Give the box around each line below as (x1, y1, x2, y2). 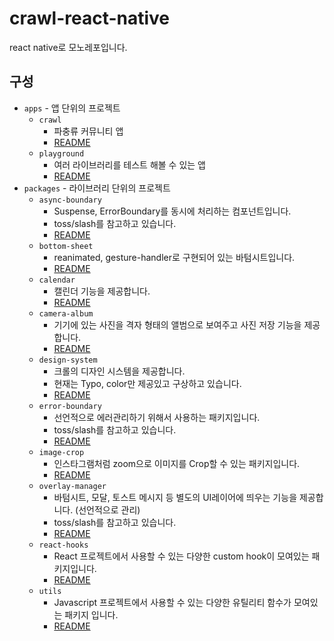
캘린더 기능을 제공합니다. (53, 285, 151, 297)
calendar (38, 275, 76, 285)
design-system (38, 355, 98, 365)
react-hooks (38, 540, 89, 550)
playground (38, 148, 85, 159)
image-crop (38, 447, 85, 457)
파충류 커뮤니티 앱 (53, 125, 124, 137)
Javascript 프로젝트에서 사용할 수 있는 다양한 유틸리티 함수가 (53, 596, 292, 608)
